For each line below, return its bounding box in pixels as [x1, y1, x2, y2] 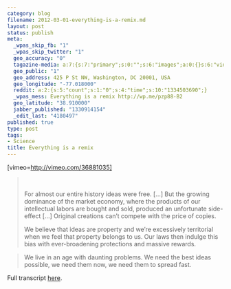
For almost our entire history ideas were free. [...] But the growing [23, 190, 210, 198]
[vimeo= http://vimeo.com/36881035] [7, 163, 112, 171]
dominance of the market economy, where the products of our [23, 197, 201, 205]
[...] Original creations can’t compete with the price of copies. [42, 212, 217, 220]
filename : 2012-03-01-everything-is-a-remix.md [7, 17, 146, 23]
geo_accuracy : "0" [13, 55, 67, 62]
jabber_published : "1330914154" [13, 106, 107, 113]
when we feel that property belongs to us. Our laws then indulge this [23, 233, 219, 241]
